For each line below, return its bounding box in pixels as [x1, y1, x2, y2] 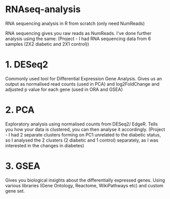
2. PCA [5, 104, 35, 116]
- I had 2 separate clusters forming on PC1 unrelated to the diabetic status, [5, 131, 161, 138]
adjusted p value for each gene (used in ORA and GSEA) [5, 86, 123, 92]
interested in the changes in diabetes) [5, 142, 85, 148]
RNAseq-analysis [5, 4, 81, 15]
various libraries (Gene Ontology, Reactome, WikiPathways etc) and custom [5, 182, 164, 188]
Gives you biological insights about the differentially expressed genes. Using [5, 177, 165, 183]
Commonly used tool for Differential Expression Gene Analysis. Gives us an [5, 75, 162, 82]
